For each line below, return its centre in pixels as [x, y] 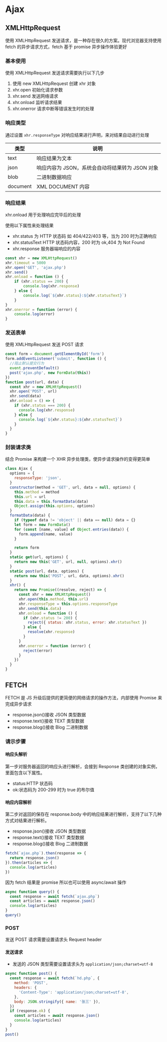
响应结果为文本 [54, 158]
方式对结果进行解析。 [27, 820]
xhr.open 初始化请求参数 [38, 90]
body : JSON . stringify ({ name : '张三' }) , [57, 1002]
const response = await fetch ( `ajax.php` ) [55, 896]
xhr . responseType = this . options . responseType [68, 604]
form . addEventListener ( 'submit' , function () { [56, 359]
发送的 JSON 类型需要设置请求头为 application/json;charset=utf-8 [82, 964]
